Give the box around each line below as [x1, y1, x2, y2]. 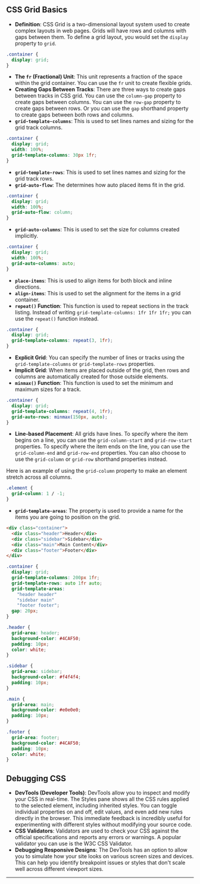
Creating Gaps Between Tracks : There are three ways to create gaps [14, 86, 186, 93]
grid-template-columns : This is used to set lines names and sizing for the [14, 118, 194, 125]
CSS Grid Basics [6, 5, 67, 15]
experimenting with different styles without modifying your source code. [14, 821, 192, 828]
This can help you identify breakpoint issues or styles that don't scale [14, 859, 186, 866]
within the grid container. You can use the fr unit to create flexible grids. [14, 79, 192, 87]
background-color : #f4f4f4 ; [11, 674, 82, 680]
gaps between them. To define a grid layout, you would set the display [14, 33, 189, 41]
